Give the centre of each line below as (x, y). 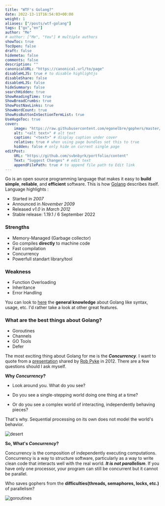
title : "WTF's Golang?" (29, 10)
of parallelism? (20, 489)
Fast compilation (29, 248)
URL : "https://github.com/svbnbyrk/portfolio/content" (71, 156)
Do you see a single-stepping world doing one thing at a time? (75, 395)
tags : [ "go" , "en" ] (24, 28)
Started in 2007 (28, 199)
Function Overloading (34, 282)
